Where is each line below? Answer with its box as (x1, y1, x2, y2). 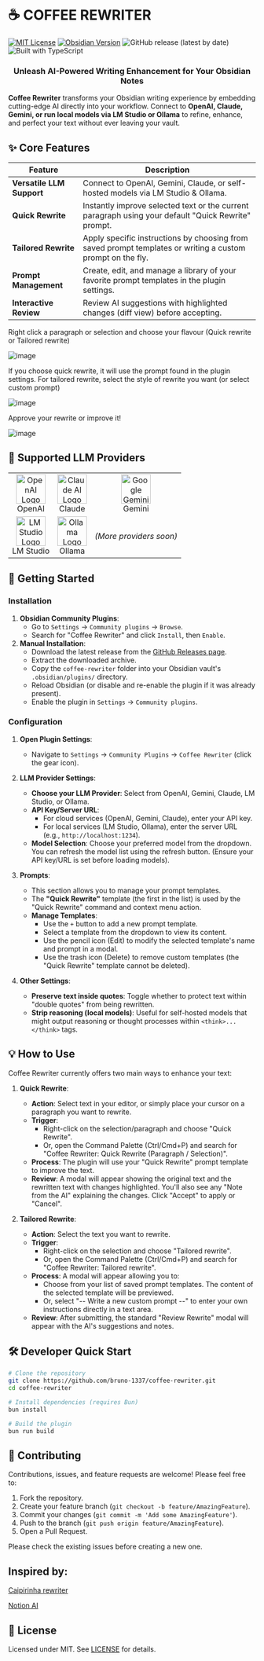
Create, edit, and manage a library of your (82, 265, 237, 276)
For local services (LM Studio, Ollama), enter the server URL (42, 822, 238, 831)
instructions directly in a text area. (42, 1304, 153, 1314)
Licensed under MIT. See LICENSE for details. (8, 1644, 156, 1654)
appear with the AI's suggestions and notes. (31, 1321, 174, 1330)
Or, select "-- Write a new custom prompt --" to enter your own (42, 1296, 248, 1305)
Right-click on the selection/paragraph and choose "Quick (42, 1124, 232, 1133)
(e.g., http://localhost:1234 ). (42, 830, 141, 839)
